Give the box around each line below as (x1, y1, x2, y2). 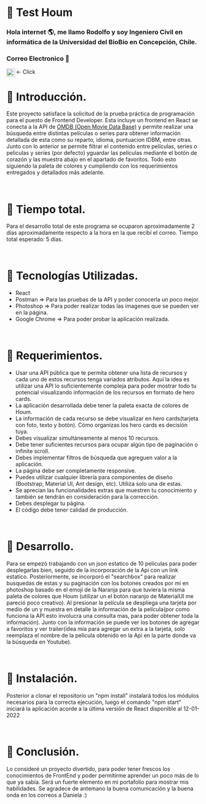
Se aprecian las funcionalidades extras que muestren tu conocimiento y (15, 486, 197, 494)
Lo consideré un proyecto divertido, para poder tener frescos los (6, 765, 170, 773)
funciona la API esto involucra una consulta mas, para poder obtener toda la (6, 612, 199, 620)
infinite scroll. (15, 448, 50, 455)
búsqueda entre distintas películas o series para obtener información (6, 130, 181, 137)
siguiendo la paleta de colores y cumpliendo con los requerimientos (6, 162, 178, 170)
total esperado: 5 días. (6, 236, 63, 243)
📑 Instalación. (6, 672, 78, 685)
